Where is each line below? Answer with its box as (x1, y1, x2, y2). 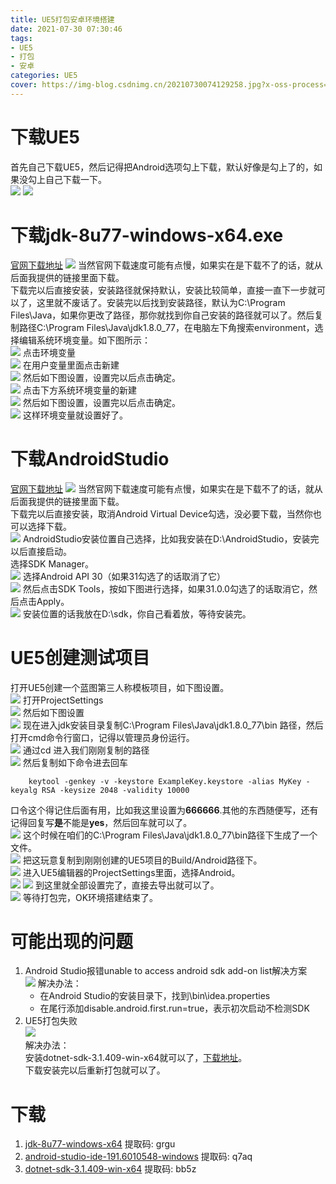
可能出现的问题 (10, 930, 134, 953)
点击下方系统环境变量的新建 (22, 384, 137, 396)
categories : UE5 (10, 71, 78, 81)
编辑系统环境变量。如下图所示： (18, 334, 151, 346)
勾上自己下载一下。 (27, 173, 107, 185)
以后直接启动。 (10, 545, 72, 557)
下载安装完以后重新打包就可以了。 (24, 1064, 166, 1076)
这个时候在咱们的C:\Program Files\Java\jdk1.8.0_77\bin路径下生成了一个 (22, 829, 318, 841)
